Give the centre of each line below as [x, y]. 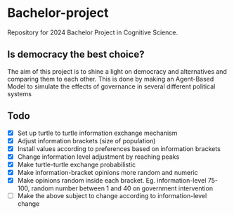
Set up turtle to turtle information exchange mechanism [97, 133]
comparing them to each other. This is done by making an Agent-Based [111, 79]
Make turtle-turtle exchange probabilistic [77, 164]
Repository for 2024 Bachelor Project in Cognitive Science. [92, 32]
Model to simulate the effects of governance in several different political [111, 86]
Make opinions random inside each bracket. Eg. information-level [112, 180]
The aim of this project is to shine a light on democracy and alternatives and [117, 71]
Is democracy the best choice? [76, 54]
